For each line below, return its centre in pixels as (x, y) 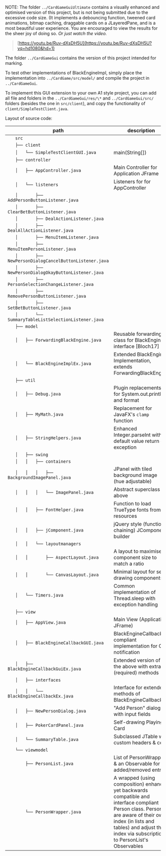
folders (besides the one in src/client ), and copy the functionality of (75, 103)
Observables (128, 846)
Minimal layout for (134, 572)
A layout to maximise (138, 551)
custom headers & (135, 743)
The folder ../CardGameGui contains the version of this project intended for (81, 58)
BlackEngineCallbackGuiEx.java (44, 669)
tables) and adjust (134, 828)
